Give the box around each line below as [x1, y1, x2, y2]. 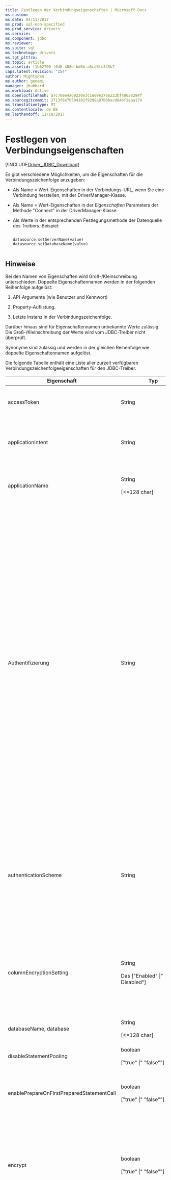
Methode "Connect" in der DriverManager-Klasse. [12, 207, 118, 213]
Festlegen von [5, 134, 67, 145]
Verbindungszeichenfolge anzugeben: [5, 176, 85, 183]
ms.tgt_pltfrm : [5, 55, 38, 60]
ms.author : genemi [5, 79, 44, 84]
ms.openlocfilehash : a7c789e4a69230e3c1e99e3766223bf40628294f [5, 93, 142, 98]
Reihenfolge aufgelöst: [5, 284, 52, 290]
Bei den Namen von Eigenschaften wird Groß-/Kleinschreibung [5, 273, 137, 279]
